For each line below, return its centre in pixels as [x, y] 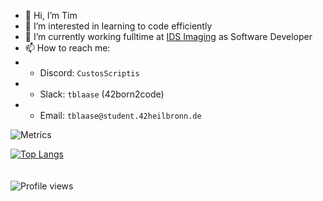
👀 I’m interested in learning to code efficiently [118, 26]
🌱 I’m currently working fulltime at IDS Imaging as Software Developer [168, 36]
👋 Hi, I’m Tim [51, 15]
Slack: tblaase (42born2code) [102, 94]
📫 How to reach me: [67, 48]
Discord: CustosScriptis [89, 73]
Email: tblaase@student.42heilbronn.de [120, 115]
